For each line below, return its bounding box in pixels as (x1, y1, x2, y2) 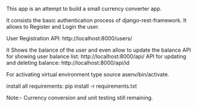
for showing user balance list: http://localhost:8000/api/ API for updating (6, 53, 187, 60)
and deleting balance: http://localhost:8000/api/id (6, 60, 130, 66)
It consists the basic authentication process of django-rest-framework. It (6, 17, 187, 23)
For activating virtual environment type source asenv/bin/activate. (6, 71, 170, 78)
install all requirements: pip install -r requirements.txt (6, 82, 137, 90)
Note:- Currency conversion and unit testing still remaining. (6, 94, 154, 101)
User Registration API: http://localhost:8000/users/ (6, 35, 133, 41)
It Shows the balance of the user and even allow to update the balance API (6, 46, 192, 53)
